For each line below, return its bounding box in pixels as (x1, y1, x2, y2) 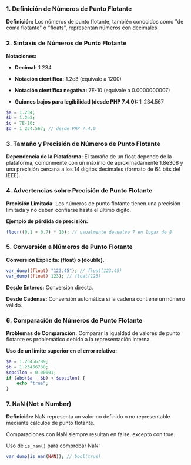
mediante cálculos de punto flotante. (6, 420, 95, 427)
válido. (6, 301, 22, 308)
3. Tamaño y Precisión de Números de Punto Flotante (6, 140, 160, 148)
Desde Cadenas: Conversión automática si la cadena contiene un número (6, 295, 185, 302)
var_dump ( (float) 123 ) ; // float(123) (6, 273, 101, 279)
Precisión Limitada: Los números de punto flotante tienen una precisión (6, 200, 181, 207)
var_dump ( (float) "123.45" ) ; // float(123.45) (6, 267, 122, 274)
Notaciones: (6, 52, 37, 59)
